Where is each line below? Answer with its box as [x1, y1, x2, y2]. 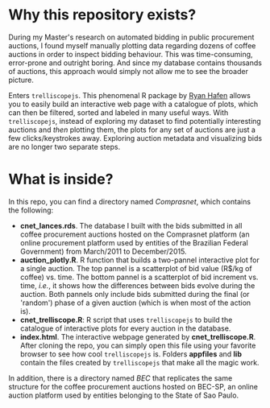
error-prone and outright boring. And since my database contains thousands [8, 58, 262, 68]
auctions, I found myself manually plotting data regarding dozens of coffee [8, 40, 256, 50]
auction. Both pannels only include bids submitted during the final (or [19, 289, 250, 299]
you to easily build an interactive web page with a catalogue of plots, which [8, 99, 259, 109]
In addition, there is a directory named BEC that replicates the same [8, 373, 233, 383]
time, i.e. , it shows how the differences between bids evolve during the [19, 280, 255, 291]
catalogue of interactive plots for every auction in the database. [19, 324, 231, 333]
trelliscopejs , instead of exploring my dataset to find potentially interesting [8, 116, 262, 126]
